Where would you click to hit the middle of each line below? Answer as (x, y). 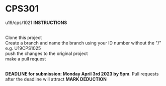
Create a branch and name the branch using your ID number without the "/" (84, 42)
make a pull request (26, 58)
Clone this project (24, 37)
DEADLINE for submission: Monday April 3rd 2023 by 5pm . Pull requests (82, 73)
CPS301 (22, 9)
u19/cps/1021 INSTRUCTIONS (36, 22)
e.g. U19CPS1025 (23, 48)
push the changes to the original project (47, 53)
